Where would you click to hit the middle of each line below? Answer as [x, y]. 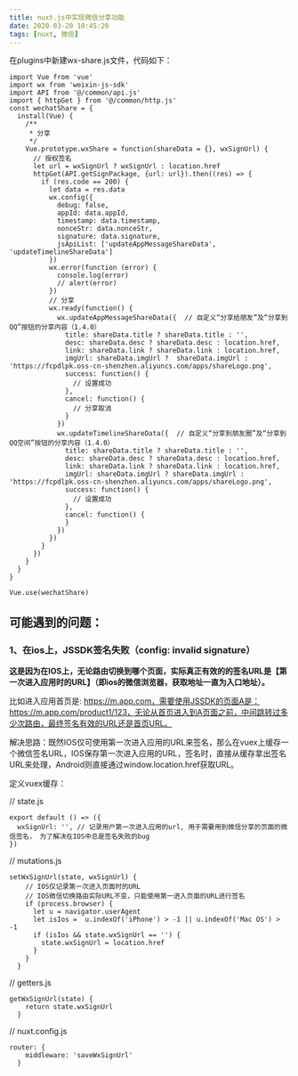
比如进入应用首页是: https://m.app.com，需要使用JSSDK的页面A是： [135, 701]
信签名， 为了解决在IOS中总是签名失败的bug [80, 837]
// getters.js [30, 983]
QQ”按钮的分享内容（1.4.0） [55, 327]
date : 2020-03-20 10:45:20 [59, 26]
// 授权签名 [52, 159]
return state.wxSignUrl [69, 1007]
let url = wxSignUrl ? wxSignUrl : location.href [126, 167]
